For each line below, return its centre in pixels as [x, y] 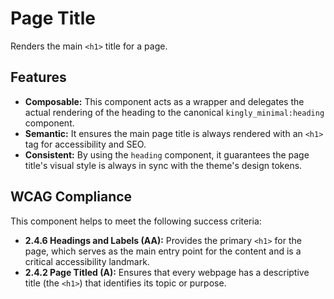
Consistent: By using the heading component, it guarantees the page [167, 154]
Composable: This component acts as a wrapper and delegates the [164, 101]
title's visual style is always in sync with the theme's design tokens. [163, 165]
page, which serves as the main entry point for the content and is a [163, 251]
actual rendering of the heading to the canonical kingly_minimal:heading [174, 112]
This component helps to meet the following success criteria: [136, 221]
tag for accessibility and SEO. [85, 144]
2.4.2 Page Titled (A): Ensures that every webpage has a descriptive [167, 272]
